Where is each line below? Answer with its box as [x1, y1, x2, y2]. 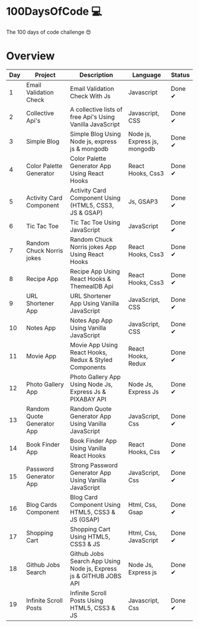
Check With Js [70, 92, 111, 100]
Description [79, 71, 114, 79]
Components [70, 363, 107, 371]
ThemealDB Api [70, 282, 114, 290]
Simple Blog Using [70, 130, 121, 138]
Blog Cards [26, 500, 57, 509]
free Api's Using [70, 112, 115, 121]
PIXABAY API [70, 395, 107, 403]
